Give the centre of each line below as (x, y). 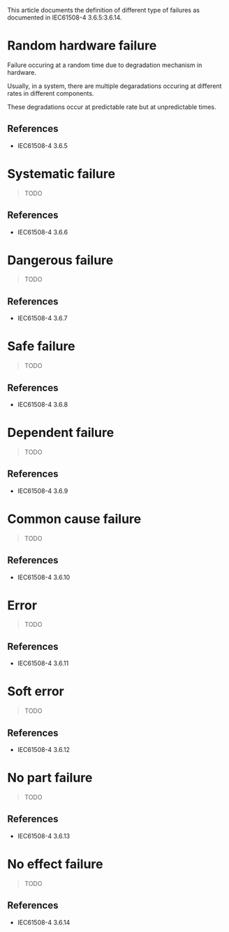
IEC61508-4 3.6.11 (43, 663)
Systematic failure (61, 173)
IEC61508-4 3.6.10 (44, 577)
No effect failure (55, 864)
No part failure (50, 778)
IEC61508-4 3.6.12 (44, 749)
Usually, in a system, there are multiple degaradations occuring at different (114, 86)
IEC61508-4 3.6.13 (44, 836)
